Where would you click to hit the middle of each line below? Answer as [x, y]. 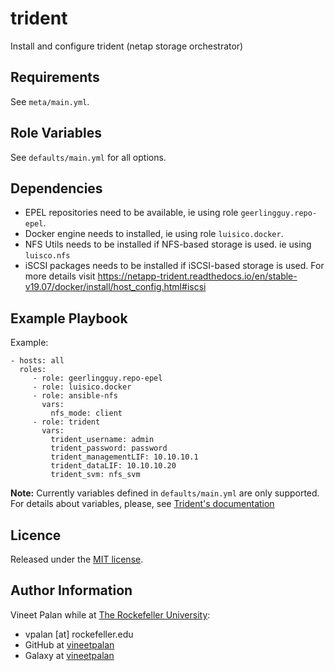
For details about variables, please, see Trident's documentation [142, 504]
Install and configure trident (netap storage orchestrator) [127, 46]
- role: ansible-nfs [75, 396]
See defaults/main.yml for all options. [88, 157]
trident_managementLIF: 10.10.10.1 [124, 457]
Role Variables [56, 133]
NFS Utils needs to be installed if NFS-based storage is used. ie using [168, 244]
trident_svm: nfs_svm [95, 475]
